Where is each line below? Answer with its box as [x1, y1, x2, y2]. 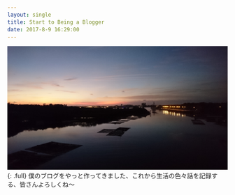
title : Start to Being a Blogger [7, 18, 105, 26]
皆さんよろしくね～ [19, 180, 75, 189]
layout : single [7, 11, 52, 18]
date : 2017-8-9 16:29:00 [7, 26, 80, 33]
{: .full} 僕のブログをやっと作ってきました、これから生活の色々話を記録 [7, 171, 212, 180]
